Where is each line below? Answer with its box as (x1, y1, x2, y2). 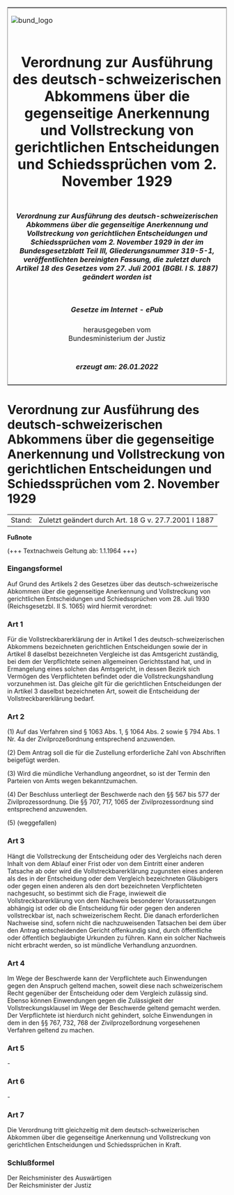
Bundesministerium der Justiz (68, 334, 166, 344)
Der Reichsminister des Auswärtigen (7, 1174, 112, 1182)
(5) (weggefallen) (7, 819, 57, 827)
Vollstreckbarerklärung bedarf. (7, 694, 95, 703)
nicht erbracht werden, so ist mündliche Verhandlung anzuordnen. (7, 941, 198, 949)
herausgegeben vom (83, 325, 151, 335)
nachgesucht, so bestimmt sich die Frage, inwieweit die (7, 889, 167, 897)
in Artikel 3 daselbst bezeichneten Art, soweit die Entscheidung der (7, 687, 200, 696)
